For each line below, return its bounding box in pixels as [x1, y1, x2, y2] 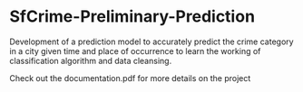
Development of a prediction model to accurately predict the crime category [9, 36, 294, 47]
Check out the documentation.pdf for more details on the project [9, 72, 251, 83]
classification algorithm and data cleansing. [9, 55, 172, 66]
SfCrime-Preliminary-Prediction [9, 6, 256, 27]
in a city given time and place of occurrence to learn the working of [9, 45, 261, 56]
